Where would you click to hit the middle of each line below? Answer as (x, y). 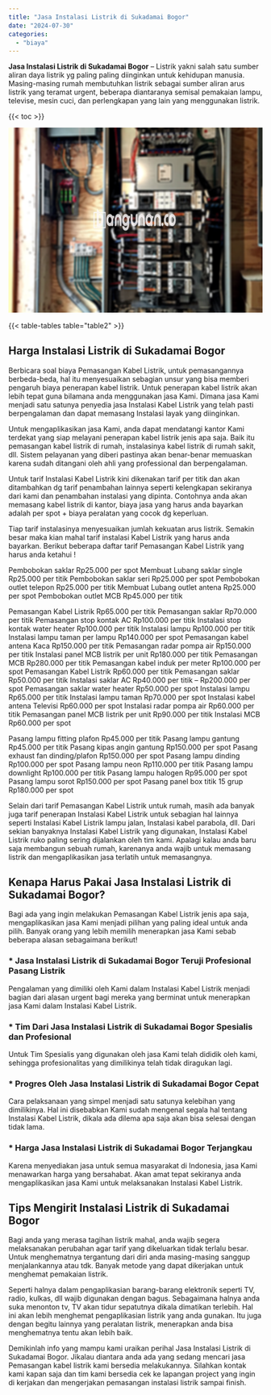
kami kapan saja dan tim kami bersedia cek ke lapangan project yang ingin (132, 1374)
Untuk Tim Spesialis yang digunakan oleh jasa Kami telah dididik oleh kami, (133, 1054)
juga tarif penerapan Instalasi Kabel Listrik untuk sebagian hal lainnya (123, 814)
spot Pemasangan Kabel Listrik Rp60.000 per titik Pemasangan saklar (124, 671)
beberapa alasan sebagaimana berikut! (73, 940)
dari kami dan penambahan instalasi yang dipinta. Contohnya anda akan (128, 495)
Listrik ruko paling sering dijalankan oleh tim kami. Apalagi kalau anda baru (132, 840)
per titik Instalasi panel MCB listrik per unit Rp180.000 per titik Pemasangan (133, 654)
